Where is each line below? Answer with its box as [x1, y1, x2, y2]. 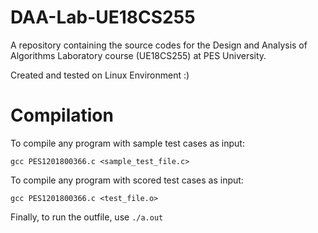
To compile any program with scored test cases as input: [10, 174, 244, 186]
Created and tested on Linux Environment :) [10, 69, 190, 81]
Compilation [10, 104, 114, 127]
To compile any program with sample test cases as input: [10, 137, 245, 149]
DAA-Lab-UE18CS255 [10, 6, 196, 29]
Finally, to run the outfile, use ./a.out [10, 211, 164, 223]
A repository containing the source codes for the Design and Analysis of [10, 39, 308, 51]
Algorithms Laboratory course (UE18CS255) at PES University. [10, 49, 267, 61]
